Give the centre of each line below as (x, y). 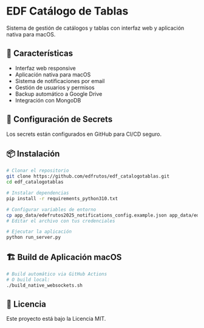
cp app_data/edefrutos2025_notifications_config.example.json (87, 215)
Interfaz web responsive (45, 68)
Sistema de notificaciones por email (60, 81)
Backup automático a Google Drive (59, 94)
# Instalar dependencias (38, 193)
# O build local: (28, 279)
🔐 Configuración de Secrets (59, 119)
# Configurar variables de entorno (51, 209)
